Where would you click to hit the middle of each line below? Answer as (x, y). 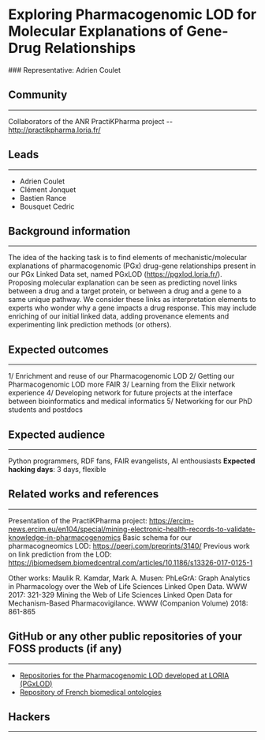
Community (38, 95)
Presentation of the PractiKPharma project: (78, 520)
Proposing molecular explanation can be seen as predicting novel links (123, 283)
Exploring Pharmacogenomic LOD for (132, 15)
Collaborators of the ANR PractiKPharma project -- (91, 121)
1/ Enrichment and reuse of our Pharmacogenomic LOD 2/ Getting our (121, 376)
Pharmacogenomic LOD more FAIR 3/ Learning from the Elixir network (122, 384)
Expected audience (56, 434)
